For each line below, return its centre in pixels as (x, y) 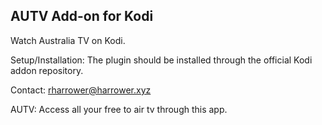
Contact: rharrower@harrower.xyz (81, 90)
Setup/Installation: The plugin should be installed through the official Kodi (161, 60)
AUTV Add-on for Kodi (82, 16)
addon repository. (47, 70)
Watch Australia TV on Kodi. (68, 40)
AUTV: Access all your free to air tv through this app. (119, 109)
